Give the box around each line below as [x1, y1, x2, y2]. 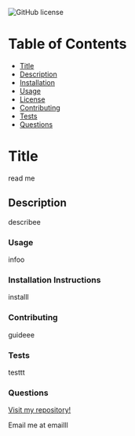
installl [8, 293, 29, 302]
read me [8, 173, 35, 183]
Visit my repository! [8, 405, 71, 415]
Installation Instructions [8, 274, 101, 285]
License [19, 95, 46, 104]
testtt [8, 367, 25, 377]
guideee [8, 330, 35, 339]
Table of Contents [8, 35, 127, 53]
